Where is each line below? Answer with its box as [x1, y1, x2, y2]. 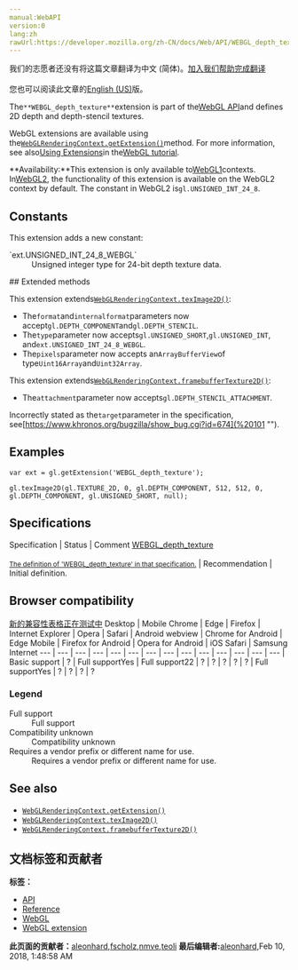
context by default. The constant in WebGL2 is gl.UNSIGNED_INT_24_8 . [9, 183, 261, 194]
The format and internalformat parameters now [21, 311, 190, 322]
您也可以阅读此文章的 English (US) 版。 [9, 83, 148, 94]
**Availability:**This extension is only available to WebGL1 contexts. [9, 164, 256, 175]
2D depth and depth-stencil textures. [9, 111, 145, 122]
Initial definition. [9, 568, 68, 578]
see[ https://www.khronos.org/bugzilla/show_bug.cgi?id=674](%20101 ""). [9, 419, 279, 430]
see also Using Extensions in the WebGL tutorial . [9, 147, 180, 158]
